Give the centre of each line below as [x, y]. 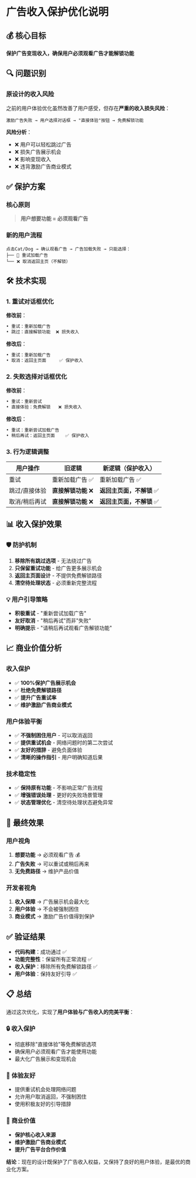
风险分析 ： [19, 132]
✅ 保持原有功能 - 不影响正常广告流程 [59, 788]
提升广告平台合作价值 [40, 1149]
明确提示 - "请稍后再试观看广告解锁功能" [63, 627]
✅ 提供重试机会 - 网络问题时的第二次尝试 [63, 742]
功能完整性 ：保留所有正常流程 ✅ [53, 959]
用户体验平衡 [24, 721]
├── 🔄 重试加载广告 [27, 255]
